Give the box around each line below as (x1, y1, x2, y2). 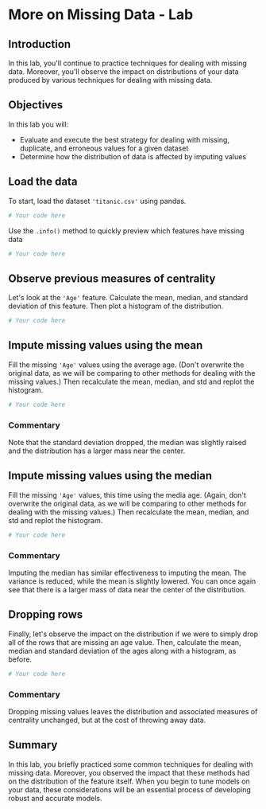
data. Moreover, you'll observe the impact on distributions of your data (8, 67, 240, 76)
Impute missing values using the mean (8, 338, 203, 352)
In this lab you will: (8, 119, 69, 129)
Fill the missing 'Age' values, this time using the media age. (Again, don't (8, 490, 246, 499)
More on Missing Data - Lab (8, 6, 194, 24)
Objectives (8, 98, 64, 112)
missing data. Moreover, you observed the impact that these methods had (8, 768, 250, 777)
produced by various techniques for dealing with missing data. (8, 76, 213, 84)
